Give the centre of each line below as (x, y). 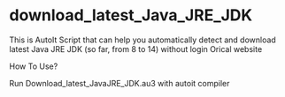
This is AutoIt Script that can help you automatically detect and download (142, 40)
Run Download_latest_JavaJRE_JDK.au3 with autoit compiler (119, 83)
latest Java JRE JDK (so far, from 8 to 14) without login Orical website (136, 48)
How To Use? (34, 66)
